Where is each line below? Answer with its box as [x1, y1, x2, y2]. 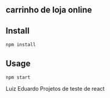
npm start [5, 74, 31, 81]
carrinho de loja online [5, 5, 92, 15]
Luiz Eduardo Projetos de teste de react [5, 85, 105, 93]
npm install [5, 42, 36, 48]
